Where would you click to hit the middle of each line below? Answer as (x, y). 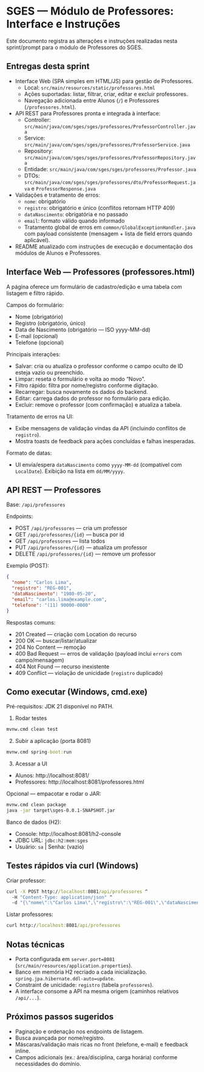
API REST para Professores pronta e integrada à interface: (88, 113)
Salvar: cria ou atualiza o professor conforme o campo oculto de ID (99, 366)
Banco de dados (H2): (34, 822)
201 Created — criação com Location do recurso (76, 634)
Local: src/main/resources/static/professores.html (90, 87)
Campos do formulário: (35, 305)
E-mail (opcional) (36, 336)
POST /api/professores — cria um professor (71, 528)
